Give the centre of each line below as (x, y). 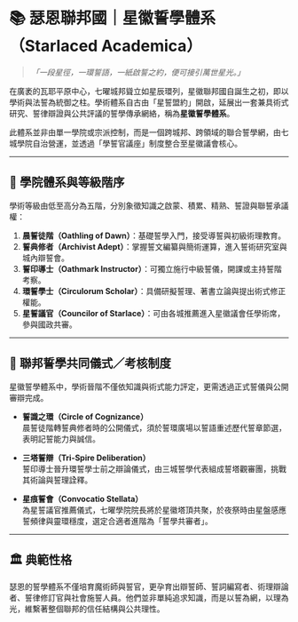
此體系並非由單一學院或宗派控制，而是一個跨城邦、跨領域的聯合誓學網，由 (145, 132)
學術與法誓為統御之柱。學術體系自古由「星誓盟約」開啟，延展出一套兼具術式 (149, 102)
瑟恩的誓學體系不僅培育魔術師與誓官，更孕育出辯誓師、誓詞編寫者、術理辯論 (149, 586)
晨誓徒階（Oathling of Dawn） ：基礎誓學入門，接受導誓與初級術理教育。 (154, 235)
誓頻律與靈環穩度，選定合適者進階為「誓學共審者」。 (117, 521)
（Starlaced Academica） (106, 46)
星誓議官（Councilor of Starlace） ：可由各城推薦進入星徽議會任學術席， (153, 313)
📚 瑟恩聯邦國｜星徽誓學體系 (113, 18)
